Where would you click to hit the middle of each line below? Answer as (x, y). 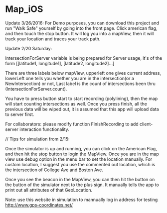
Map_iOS (24, 9)
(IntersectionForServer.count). (36, 89)
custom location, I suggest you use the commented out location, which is (80, 164)
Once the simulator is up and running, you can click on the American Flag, (81, 148)
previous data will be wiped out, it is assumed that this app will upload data (82, 109)
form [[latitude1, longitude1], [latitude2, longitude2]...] (60, 63)
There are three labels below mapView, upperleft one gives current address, (83, 73)
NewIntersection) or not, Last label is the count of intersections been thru (81, 84)
